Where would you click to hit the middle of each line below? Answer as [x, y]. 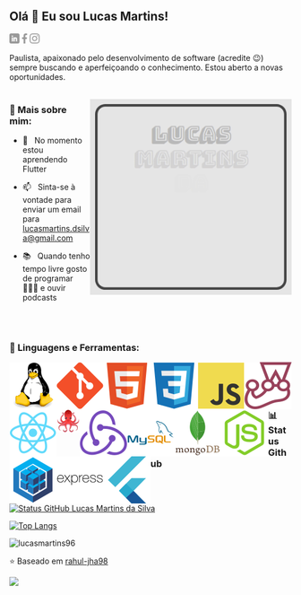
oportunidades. [37, 76]
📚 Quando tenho [56, 256]
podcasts [39, 298]
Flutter [34, 169]
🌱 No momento [52, 141]
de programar [47, 278]
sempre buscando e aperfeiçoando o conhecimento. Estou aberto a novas [146, 67]
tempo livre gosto [55, 269]
